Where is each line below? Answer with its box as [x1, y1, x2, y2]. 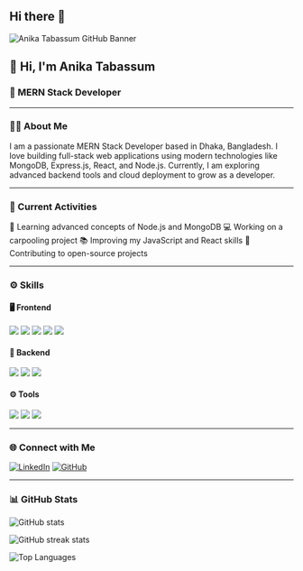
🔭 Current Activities [9, 200, 97, 213]
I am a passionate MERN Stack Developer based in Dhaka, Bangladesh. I [9, 141, 278, 152]
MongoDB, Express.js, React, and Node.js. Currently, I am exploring [9, 160, 260, 170]
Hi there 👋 [9, 9, 66, 24]
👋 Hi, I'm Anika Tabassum [9, 60, 156, 75]
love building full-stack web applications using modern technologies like [9, 150, 278, 161]
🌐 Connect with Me [9, 441, 96, 454]
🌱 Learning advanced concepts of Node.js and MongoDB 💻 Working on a [9, 222, 284, 233]
